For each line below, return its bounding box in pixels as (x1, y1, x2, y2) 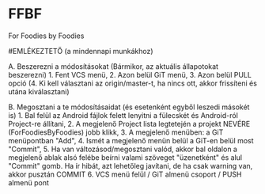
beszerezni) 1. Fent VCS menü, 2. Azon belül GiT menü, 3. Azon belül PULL (8, 70, 252, 79)
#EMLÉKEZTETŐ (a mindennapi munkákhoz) (8, 46, 153, 55)
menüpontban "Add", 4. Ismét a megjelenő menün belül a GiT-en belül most (8, 135, 255, 145)
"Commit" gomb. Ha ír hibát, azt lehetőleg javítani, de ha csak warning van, (8, 161, 253, 170)
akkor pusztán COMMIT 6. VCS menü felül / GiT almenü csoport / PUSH (8, 169, 242, 179)
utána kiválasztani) (8, 86, 70, 96)
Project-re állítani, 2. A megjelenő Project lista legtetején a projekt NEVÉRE (8, 119, 251, 128)
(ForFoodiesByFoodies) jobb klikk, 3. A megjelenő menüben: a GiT (8, 127, 224, 137)
